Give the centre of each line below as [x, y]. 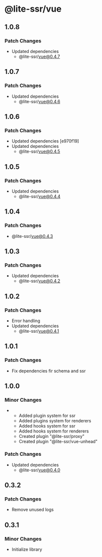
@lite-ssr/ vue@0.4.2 [40, 281]
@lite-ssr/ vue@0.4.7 [39, 56]
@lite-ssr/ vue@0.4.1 [39, 331]
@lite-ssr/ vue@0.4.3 [32, 236]
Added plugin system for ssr [47, 416]
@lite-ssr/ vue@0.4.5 [39, 151]
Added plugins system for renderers [55, 421]
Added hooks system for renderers [54, 431]
